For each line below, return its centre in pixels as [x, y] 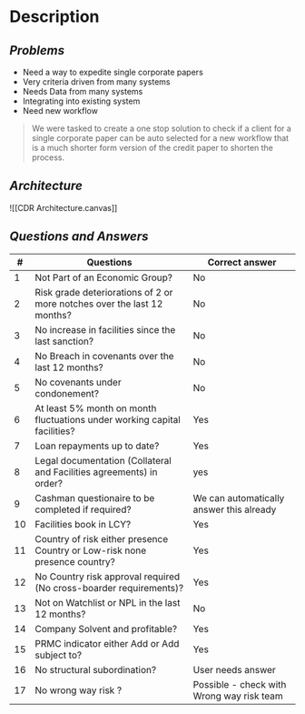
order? [49, 483]
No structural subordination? [96, 669]
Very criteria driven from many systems [96, 82]
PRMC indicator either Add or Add [107, 643]
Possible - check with [240, 684]
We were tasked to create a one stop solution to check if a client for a [162, 128]
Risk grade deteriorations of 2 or [104, 292]
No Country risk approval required [108, 577]
